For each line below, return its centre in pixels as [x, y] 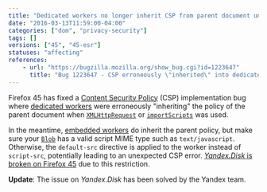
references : [28, 61]
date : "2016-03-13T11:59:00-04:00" [67, 23]
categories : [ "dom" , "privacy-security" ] [78, 30]
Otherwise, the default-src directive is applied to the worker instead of [125, 147]
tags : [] [23, 38]
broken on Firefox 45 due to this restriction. [79, 163]
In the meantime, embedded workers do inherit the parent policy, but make [130, 130]
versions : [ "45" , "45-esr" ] [55, 45]
